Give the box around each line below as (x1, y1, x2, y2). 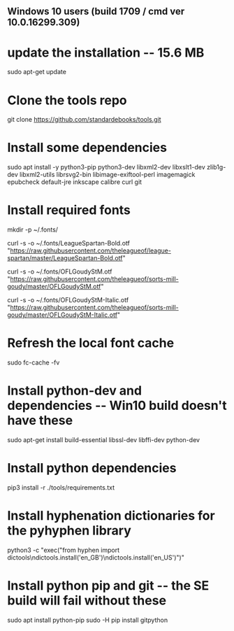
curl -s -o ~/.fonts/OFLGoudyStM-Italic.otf (7, 296, 129, 304)
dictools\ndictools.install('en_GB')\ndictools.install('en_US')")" (7, 553, 185, 562)
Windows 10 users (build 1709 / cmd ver (7, 6, 185, 17)
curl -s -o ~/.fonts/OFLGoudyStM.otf (7, 267, 112, 276)
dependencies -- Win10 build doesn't (7, 398, 227, 413)
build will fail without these (7, 593, 166, 609)
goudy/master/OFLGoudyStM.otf (7, 283, 101, 291)
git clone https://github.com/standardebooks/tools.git (7, 115, 162, 124)
